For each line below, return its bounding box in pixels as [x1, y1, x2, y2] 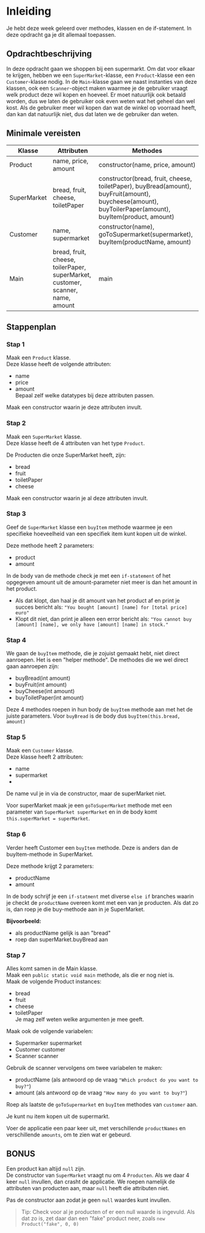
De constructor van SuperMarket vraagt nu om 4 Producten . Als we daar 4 [6, 1171, 190, 1179]
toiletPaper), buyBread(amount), [98, 182, 192, 190]
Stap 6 [6, 830, 26, 839]
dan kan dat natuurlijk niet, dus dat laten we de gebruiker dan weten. [6, 110, 179, 117]
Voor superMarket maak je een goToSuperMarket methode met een [6, 802, 172, 809]
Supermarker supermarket [15, 1039, 82, 1047]
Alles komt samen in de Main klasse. [6, 965, 98, 973]
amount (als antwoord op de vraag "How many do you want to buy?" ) [15, 1089, 188, 1097]
